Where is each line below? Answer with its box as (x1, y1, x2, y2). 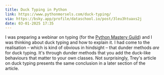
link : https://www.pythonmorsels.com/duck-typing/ (5, 12, 111, 17)
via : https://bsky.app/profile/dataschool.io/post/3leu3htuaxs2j (5, 16, 142, 21)
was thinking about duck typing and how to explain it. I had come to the (5, 40, 150, 46)
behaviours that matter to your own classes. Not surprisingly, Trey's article (5, 55, 157, 61)
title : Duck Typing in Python (5, 7, 67, 12)
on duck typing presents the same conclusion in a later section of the (5, 60, 146, 66)
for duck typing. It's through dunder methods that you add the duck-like (5, 50, 151, 56)
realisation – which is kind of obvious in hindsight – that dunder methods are (5, 45, 160, 50)
